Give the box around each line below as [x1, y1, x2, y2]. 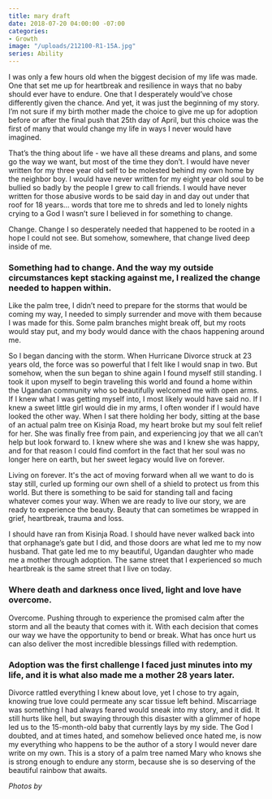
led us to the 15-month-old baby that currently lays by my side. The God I [8, 722, 253, 732]
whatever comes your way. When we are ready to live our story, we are [8, 497, 246, 506]
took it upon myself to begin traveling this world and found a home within [8, 377, 253, 387]
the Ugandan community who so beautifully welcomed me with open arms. [8, 385, 260, 395]
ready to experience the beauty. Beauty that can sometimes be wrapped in [8, 505, 259, 515]
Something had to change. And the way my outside [8, 262, 214, 273]
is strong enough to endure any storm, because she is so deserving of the [8, 757, 256, 766]
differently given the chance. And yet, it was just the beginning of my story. [8, 98, 260, 107]
